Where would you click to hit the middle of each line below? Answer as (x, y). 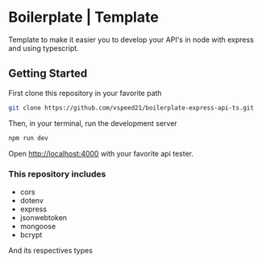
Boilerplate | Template (83, 17)
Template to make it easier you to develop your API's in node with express (131, 40)
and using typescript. (44, 48)
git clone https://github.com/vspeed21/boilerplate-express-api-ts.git (131, 108)
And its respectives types (50, 250)
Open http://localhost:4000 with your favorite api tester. (101, 153)
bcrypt (31, 235)
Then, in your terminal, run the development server (93, 123)
